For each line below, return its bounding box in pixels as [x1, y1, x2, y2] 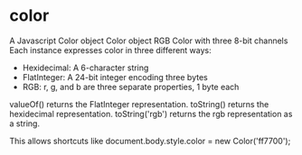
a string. [9, 118, 41, 129]
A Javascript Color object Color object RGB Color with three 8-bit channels [9, 35, 288, 46]
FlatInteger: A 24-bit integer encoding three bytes [22, 71, 208, 82]
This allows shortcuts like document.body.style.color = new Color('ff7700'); [9, 135, 291, 146]
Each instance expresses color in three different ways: [9, 44, 212, 55]
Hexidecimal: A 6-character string [22, 62, 149, 73]
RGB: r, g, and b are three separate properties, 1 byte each [22, 81, 240, 92]
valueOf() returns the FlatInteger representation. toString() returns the [9, 98, 269, 109]
